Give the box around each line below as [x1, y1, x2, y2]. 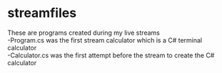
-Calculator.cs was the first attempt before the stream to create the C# [7, 51, 215, 60]
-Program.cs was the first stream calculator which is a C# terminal [7, 35, 202, 44]
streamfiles [7, 5, 77, 21]
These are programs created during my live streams [7, 28, 161, 37]
